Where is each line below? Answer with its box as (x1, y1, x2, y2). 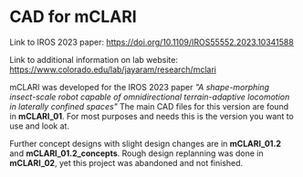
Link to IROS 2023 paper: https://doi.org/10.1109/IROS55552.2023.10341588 (9, 36, 294, 47)
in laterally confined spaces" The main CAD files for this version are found (9, 100, 289, 111)
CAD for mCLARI (9, 6, 137, 27)
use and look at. (9, 120, 70, 131)
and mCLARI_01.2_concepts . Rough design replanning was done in (9, 148, 264, 159)
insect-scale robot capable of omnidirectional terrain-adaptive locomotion (9, 91, 290, 102)
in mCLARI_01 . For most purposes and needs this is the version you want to (9, 110, 294, 121)
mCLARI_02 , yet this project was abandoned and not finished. (9, 157, 244, 168)
